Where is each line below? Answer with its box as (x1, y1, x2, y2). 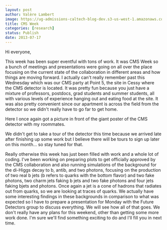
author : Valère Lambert (5, 12, 55, 17)
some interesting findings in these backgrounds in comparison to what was (5, 193, 159, 200)
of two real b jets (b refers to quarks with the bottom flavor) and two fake (5, 172, 155, 178)
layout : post (5, 7, 32, 12)
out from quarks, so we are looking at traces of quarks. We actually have (5, 188, 154, 194)
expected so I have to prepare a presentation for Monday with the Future (5, 199, 154, 205)
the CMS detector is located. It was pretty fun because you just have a (5, 85, 150, 91)
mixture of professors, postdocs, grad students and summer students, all (5, 90, 155, 96)
